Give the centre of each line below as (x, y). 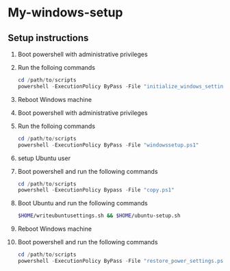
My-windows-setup (65, 13)
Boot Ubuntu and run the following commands (82, 203)
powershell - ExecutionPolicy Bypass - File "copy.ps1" (96, 190)
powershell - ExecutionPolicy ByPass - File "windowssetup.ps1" (108, 145)
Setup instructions (48, 38)
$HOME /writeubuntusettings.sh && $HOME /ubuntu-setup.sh (99, 216)
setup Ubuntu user (44, 158)
